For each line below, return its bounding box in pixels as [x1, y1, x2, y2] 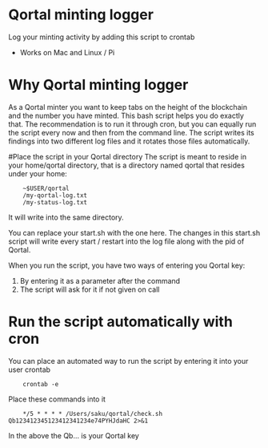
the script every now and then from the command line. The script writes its [8, 127, 254, 137]
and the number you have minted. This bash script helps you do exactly [8, 111, 244, 120]
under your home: [8, 168, 68, 178]
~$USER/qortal [22, 184, 70, 192]
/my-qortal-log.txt [22, 191, 88, 200]
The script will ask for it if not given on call [19, 285, 160, 294]
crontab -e [22, 380, 59, 388]
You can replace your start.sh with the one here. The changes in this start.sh [8, 228, 261, 237]
